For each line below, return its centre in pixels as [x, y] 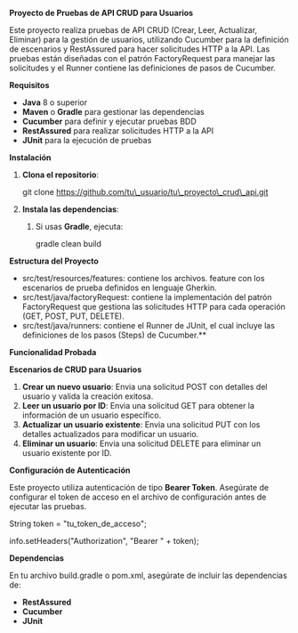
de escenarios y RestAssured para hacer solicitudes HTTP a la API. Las [140, 49]
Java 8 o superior [54, 102]
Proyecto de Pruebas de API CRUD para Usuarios [101, 13]
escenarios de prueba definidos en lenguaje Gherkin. [120, 288]
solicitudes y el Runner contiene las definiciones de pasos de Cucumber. [142, 68]
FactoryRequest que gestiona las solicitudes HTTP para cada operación [154, 307]
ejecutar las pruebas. [48, 506]
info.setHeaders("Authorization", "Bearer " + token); [104, 541]
